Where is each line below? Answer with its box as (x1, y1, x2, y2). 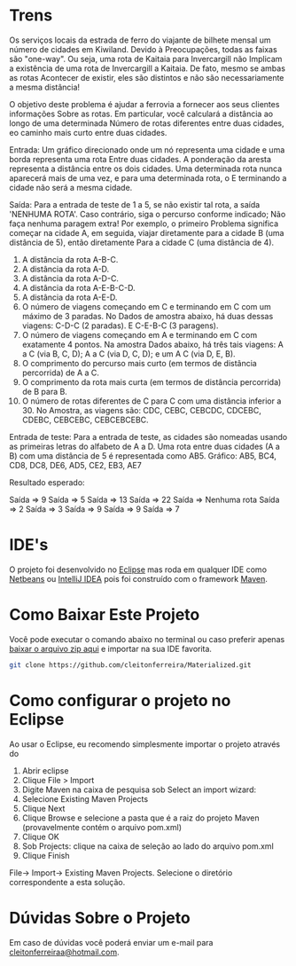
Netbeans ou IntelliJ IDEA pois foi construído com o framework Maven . (9, 573, 269, 584)
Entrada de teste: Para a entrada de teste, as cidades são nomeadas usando (9, 431, 288, 442)
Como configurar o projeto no (9, 690, 231, 711)
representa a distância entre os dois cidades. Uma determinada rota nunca (9, 163, 283, 174)
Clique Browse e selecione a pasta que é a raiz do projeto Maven (21, 813, 260, 823)
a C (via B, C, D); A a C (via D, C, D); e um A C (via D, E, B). (21, 348, 237, 359)
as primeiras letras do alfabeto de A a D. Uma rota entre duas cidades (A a (9, 441, 281, 452)
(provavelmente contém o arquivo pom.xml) (21, 821, 183, 832)
